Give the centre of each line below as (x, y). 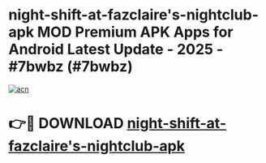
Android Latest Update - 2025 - (116, 49)
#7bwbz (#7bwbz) (71, 67)
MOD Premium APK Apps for (135, 32)
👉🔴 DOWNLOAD (66, 124)
